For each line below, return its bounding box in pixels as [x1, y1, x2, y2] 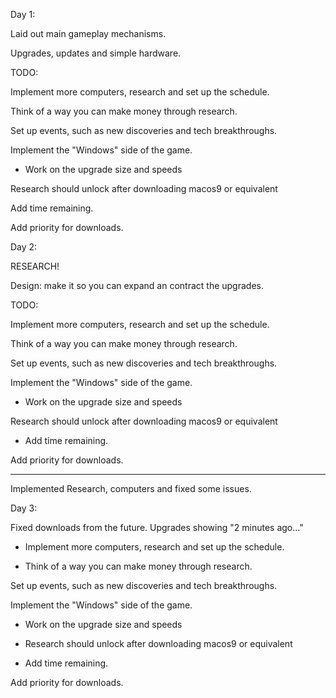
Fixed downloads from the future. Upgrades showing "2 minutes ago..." [10, 522, 304, 533]
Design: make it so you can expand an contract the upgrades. [10, 280, 264, 291]
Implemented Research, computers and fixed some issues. [10, 483, 252, 494]
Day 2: [10, 241, 38, 253]
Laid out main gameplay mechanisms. [10, 28, 167, 39]
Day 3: [10, 502, 38, 514]
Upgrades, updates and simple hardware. [10, 47, 182, 59]
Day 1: [10, 9, 36, 20]
